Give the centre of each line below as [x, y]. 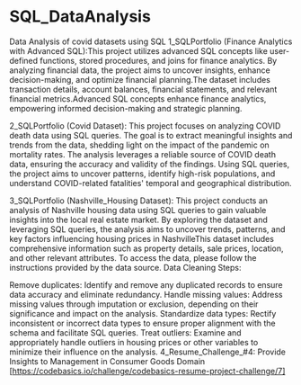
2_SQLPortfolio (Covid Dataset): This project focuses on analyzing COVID [145, 125]
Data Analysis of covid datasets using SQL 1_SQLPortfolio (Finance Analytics [151, 41]
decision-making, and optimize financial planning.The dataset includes [140, 79]
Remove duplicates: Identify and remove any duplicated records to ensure [146, 284]
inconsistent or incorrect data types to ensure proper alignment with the [142, 323]
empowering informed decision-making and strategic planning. [126, 108]
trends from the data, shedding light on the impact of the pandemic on [139, 145]
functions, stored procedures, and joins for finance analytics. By [159, 60]
